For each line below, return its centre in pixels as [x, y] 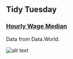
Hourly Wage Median [36, 26]
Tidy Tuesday [32, 10]
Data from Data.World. [33, 39]
